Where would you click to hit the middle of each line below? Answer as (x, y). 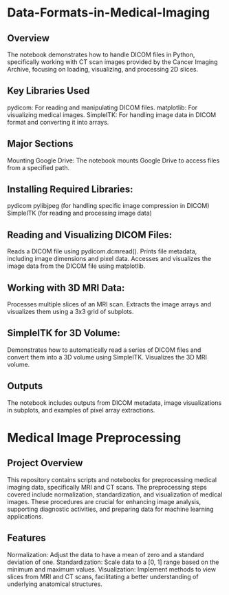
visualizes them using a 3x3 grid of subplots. (70, 312)
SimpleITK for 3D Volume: (64, 333)
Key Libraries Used (48, 91)
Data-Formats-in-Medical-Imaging (109, 13)
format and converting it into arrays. (58, 122)
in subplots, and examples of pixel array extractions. (81, 410)
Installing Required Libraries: (70, 190)
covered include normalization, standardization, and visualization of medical (115, 494)
